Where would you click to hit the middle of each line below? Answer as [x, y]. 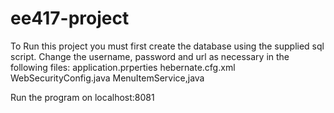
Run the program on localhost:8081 [82, 97]
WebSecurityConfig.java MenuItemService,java [107, 78]
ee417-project [70, 18]
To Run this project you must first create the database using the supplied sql [167, 46]
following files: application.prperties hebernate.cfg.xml [123, 67]
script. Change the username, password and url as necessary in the [150, 56]
